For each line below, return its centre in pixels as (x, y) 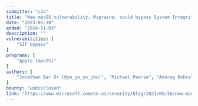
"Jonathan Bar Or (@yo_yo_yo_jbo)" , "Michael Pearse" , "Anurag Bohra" (105, 77)
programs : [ (21, 55)
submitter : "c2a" (27, 11)
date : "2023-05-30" (30, 22)
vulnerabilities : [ (30, 39)
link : (13, 94)
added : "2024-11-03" (32, 28)
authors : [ (19, 72)
